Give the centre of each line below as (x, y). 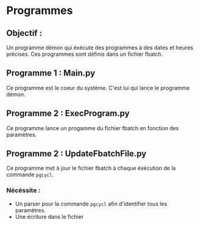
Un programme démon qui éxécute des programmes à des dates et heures (100, 47)
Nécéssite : (23, 190)
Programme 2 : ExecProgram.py (68, 113)
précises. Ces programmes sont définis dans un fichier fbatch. (85, 54)
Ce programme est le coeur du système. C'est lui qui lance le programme (98, 88)
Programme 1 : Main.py (51, 73)
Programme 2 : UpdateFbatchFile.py (76, 154)
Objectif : (24, 33)
